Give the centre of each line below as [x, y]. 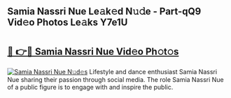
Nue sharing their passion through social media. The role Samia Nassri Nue [115, 79]
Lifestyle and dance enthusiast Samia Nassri [153, 72]
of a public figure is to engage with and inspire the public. [90, 87]
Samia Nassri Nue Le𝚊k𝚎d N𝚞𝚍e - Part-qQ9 [104, 12]
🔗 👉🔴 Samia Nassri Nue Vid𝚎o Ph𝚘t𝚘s [93, 51]
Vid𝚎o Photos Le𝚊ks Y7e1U [68, 23]
